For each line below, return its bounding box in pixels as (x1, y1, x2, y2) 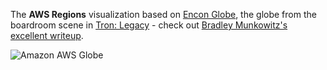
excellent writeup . (10, 30, 84, 41)
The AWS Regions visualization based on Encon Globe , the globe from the (10, 9, 317, 20)
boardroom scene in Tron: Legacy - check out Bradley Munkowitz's (10, 19, 288, 31)
